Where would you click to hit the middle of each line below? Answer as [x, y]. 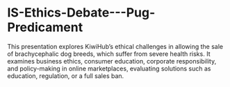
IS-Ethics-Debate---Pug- [81, 13]
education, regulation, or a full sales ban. [66, 76]
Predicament [45, 27]
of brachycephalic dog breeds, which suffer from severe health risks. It [109, 54]
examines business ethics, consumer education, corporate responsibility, [112, 61]
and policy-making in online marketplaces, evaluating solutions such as [109, 68]
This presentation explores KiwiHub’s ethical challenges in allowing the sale [115, 46]
